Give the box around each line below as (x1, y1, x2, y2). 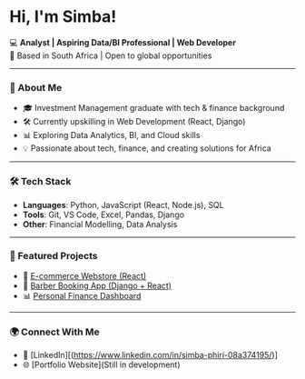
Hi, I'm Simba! (9, 6, 117, 27)
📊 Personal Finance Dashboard (22, 290, 142, 301)
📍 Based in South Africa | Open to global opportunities (9, 50, 212, 61)
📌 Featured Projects (9, 250, 98, 263)
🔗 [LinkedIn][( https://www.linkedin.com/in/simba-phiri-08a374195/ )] (22, 350, 279, 361)
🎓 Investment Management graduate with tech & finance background (22, 103, 285, 114)
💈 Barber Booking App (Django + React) (22, 280, 172, 291)
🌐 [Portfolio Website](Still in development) (22, 359, 181, 370)
